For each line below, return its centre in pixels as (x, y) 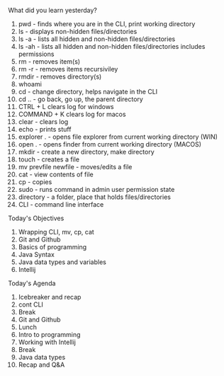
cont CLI (30, 304)
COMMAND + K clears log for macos (72, 114)
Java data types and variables (62, 262)
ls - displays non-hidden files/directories (78, 32)
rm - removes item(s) (49, 62)
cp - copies (35, 182)
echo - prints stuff (45, 129)
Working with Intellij (47, 342)
